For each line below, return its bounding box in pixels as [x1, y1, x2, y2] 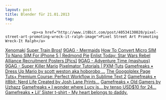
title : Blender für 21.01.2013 [5, 12, 70, 17]
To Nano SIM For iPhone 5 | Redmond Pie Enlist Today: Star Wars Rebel [5, 52, 151, 58]
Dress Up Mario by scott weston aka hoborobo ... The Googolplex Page [5, 68, 151, 74]
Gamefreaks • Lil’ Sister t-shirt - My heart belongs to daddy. [5, 90, 128, 96]
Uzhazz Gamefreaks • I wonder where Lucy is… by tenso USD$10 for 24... [5, 84, 157, 90]
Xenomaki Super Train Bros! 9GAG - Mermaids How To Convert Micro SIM [5, 48, 157, 53]
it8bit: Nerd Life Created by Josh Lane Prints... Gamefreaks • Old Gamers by [5, 79, 161, 85]
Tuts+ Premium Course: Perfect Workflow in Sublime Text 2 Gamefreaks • [5, 74, 157, 80]
